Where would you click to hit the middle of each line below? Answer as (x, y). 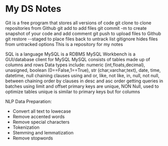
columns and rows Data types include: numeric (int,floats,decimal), (75, 65)
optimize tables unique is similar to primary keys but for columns (73, 91)
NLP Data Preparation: (29, 101)
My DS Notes (33, 9)
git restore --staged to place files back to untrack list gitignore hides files (82, 39)
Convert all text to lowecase (42, 111)
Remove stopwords (33, 138)
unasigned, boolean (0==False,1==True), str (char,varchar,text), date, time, (83, 70)
